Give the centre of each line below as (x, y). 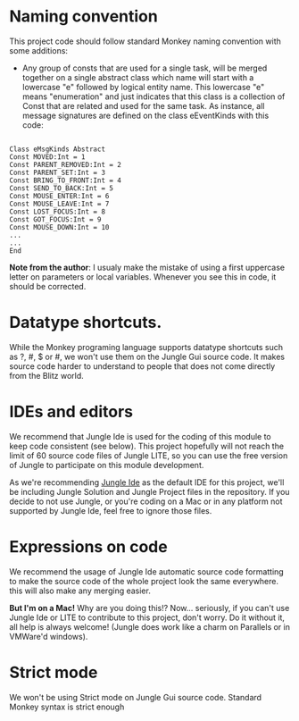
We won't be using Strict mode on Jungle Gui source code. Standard (135, 697)
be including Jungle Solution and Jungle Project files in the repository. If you (149, 491)
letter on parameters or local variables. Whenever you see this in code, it (143, 277)
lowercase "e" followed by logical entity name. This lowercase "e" (143, 87)
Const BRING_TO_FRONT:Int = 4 (66, 180)
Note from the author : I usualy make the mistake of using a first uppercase (147, 267)
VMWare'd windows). (49, 636)
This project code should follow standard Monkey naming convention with (145, 41)
